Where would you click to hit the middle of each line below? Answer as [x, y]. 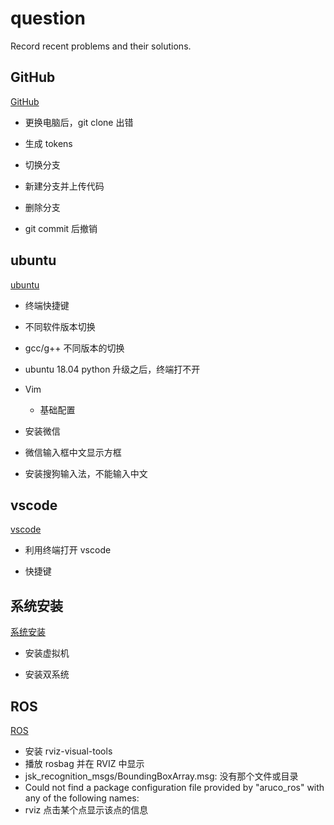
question [48, 18]
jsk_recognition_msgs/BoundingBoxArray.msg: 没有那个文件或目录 [161, 776]
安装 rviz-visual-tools [68, 751]
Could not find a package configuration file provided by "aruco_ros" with [174, 787]
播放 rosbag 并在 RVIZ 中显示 [84, 763]
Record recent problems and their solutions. [101, 46]
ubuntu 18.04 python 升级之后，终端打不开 [112, 369]
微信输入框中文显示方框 [73, 452]
